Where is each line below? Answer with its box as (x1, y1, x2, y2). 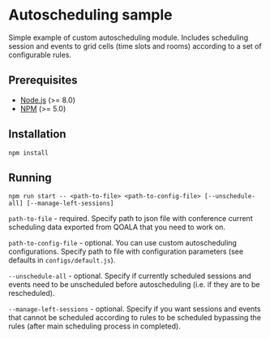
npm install (8, 149, 49, 157)
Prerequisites (8, 73, 78, 87)
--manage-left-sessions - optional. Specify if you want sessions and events (8, 304, 261, 314)
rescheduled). (8, 289, 55, 298)
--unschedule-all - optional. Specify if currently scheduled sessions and (8, 271, 251, 281)
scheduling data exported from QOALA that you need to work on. (8, 222, 225, 233)
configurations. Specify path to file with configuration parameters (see (8, 246, 244, 257)
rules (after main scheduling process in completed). (8, 321, 181, 331)
